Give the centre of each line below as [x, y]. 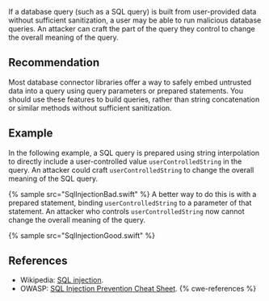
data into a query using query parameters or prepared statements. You [126, 90]
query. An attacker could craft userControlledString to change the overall [131, 169]
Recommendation [54, 63]
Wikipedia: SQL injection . [62, 280]
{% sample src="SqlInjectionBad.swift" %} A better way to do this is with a [132, 194]
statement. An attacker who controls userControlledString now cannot [126, 211]
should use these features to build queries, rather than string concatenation [134, 99]
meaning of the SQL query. [53, 178]
